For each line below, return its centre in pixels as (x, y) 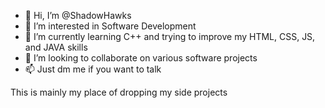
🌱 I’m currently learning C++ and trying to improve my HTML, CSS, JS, (170, 36)
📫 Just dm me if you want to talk (93, 69)
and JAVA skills (56, 47)
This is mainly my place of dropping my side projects (119, 92)
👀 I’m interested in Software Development (110, 26)
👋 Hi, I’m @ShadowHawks (78, 15)
